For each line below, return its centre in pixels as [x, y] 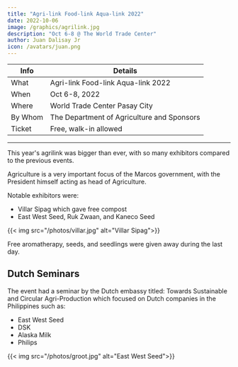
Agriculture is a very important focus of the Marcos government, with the [114, 174]
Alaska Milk [34, 334]
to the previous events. [41, 160]
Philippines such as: [36, 306]
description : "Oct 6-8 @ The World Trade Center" [82, 34]
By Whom [27, 117]
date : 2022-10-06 [33, 21]
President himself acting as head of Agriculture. [77, 182]
